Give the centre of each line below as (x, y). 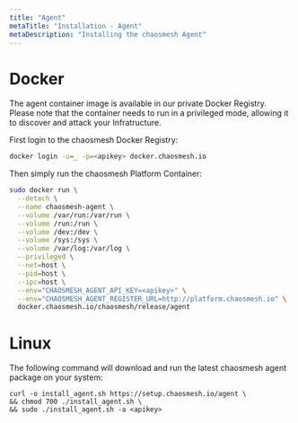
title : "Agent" (38, 18)
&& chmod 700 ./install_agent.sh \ (76, 402)
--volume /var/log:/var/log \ (74, 249)
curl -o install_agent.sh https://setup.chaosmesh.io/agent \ (128, 394)
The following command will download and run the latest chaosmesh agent (148, 368)
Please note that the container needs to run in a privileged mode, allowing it (149, 113)
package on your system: (56, 377)
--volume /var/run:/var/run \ (74, 215)
